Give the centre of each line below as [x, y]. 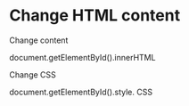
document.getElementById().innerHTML [82, 57]
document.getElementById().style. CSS [81, 92]
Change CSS [33, 74]
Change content [39, 40]
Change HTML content [95, 16]
